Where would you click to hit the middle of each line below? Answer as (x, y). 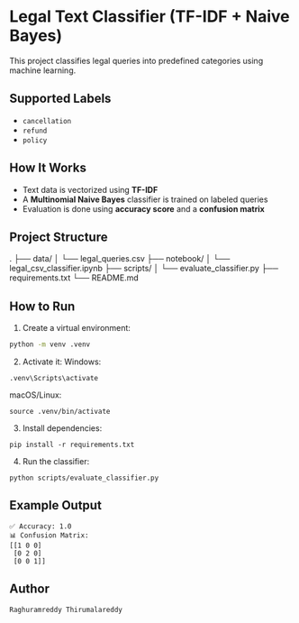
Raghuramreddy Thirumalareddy (66, 609)
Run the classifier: (56, 462)
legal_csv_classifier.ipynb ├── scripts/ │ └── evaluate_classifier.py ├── (144, 269)
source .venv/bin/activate (60, 412)
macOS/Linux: (36, 395)
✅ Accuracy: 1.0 (41, 526)
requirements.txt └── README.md (74, 278)
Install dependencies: (62, 428)
